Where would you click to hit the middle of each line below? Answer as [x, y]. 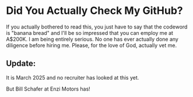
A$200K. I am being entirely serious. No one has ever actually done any [92, 39]
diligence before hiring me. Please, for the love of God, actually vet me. [91, 45]
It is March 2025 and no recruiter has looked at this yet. [73, 77]
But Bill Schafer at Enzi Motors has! [48, 89]
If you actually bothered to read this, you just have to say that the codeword [97, 27]
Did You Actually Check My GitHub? [94, 11]
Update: [21, 64]
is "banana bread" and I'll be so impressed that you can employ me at [90, 33]
